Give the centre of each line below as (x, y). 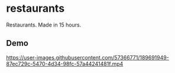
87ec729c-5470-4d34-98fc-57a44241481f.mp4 (65, 64)
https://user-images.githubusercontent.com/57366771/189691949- (88, 57)
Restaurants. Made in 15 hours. (44, 25)
